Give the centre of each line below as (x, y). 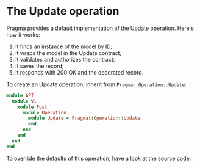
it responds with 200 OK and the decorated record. (79, 72)
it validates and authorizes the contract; (65, 59)
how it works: (23, 34)
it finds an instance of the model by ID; (64, 46)
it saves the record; (39, 66)
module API (20, 95)
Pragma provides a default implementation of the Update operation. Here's (100, 28)
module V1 (24, 101)
